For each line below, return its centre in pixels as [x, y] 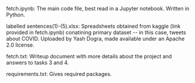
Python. [16, 15]
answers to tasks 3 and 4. [38, 62]
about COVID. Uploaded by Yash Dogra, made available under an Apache [95, 39]
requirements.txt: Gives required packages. [59, 74]
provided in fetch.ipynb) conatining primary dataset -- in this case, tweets [96, 32]
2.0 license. [20, 45]
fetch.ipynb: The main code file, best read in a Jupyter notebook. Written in [98, 9]
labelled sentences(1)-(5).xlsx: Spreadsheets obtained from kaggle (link [93, 26]
